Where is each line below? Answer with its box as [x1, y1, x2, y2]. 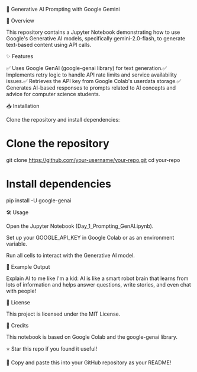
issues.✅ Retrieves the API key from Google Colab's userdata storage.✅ [6, 78, 182, 84]
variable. [6, 240, 28, 247]
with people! [6, 287, 37, 294]
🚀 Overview [6, 17, 34, 24]
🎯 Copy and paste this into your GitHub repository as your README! [6, 359, 172, 366]
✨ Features [6, 53, 34, 59]
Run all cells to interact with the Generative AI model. [6, 252, 135, 259]
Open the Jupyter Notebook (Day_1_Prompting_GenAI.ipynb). [6, 222, 154, 230]
